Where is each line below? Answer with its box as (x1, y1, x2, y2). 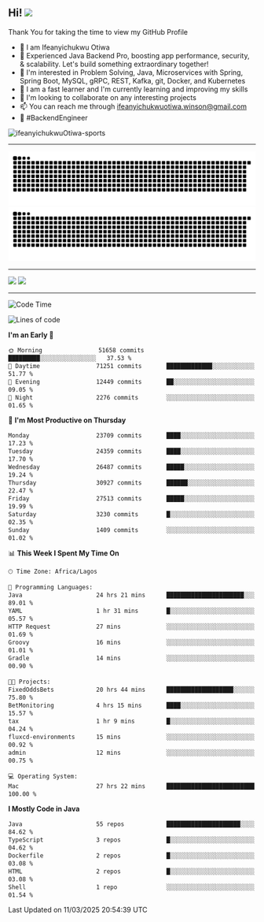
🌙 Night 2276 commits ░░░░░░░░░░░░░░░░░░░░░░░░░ (8, 394, 255, 402)
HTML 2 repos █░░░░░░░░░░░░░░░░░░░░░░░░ (8, 868, 255, 876)
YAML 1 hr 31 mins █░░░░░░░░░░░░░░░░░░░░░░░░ (8, 607, 255, 615)
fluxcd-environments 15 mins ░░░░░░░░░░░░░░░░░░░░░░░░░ (8, 733, 255, 742)
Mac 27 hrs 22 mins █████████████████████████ (8, 783, 255, 790)
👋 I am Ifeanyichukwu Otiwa (19, 43, 110, 52)
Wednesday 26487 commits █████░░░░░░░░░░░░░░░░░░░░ (8, 463, 255, 471)
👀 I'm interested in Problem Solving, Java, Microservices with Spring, (19, 67, 244, 77)
